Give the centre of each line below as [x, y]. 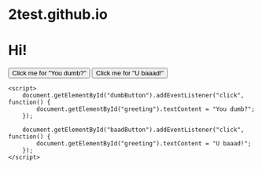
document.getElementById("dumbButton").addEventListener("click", [133, 96]
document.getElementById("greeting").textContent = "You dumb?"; [146, 109]
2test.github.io [58, 15]
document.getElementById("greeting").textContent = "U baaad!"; [144, 144]
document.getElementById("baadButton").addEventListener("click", [133, 130]
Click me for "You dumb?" [49, 73]
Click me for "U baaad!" [130, 73]
